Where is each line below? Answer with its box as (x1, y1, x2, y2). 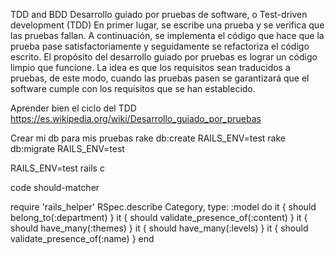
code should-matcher (10, 182, 100, 193)
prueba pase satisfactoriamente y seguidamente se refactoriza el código (10, 40, 310, 52)
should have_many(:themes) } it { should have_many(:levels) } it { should (10, 222, 309, 234)
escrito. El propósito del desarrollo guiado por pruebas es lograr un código (10, 51, 318, 63)
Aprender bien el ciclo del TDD (10, 102, 137, 114)
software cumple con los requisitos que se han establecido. (10, 83, 256, 94)
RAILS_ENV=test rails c (10, 162, 105, 174)
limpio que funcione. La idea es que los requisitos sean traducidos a (10, 62, 291, 73)
